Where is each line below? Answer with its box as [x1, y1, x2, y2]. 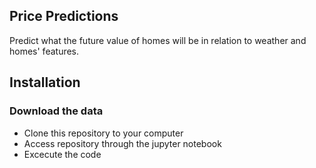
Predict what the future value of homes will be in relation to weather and [9, 34, 307, 46]
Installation [9, 74, 81, 91]
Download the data [9, 104, 104, 118]
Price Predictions [9, 8, 119, 25]
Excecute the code [23, 148, 102, 160]
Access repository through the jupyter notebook [23, 137, 222, 149]
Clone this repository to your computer [23, 127, 184, 139]
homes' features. [9, 45, 80, 57]
